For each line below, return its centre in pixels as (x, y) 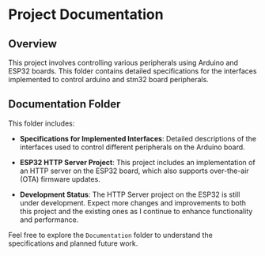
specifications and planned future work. (73, 243)
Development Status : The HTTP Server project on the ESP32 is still (130, 194)
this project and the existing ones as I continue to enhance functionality (136, 211)
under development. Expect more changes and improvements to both (133, 202)
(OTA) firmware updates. (60, 179)
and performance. (49, 220)
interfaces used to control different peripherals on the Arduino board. (132, 147)
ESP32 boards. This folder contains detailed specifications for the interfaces (132, 71)
